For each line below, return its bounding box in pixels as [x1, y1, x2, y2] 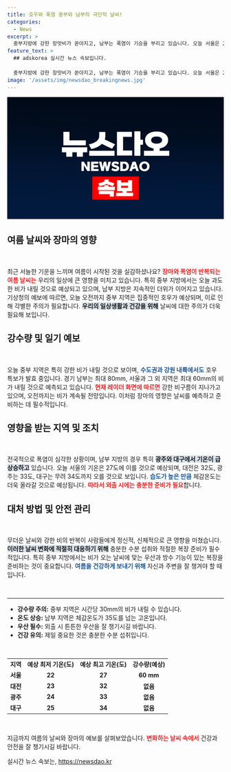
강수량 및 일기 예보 [7, 333, 80, 344]
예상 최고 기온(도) [80, 660, 127, 669]
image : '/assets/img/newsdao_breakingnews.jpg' [7, 77, 146, 83]
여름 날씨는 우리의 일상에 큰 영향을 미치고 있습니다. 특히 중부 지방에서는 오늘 [7, 276, 210, 284]
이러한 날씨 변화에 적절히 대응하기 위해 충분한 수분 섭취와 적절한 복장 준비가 [7, 545, 208, 553]
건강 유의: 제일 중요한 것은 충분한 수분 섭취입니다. [16, 631, 149, 640]
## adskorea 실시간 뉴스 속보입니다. [13, 55, 107, 62]
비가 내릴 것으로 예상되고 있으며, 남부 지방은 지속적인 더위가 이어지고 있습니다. [14, 284, 223, 293]
